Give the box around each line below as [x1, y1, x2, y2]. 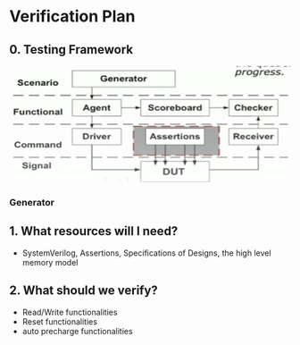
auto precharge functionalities [21, 325, 133, 336]
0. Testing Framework [9, 42, 134, 57]
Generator [9, 197, 55, 209]
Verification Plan [9, 6, 136, 27]
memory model [21, 257, 79, 267]
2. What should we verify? [9, 283, 158, 299]
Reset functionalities [21, 316, 98, 327]
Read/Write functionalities [21, 307, 118, 317]
